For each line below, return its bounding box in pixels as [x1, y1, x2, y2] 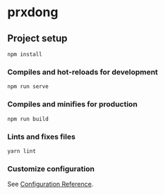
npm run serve [7, 83, 49, 90]
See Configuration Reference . [7, 180, 94, 189]
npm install [7, 51, 42, 58]
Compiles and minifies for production [7, 99, 137, 109]
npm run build [7, 115, 49, 122]
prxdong [7, 4, 59, 20]
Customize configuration [7, 163, 95, 173]
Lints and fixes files [7, 132, 76, 141]
